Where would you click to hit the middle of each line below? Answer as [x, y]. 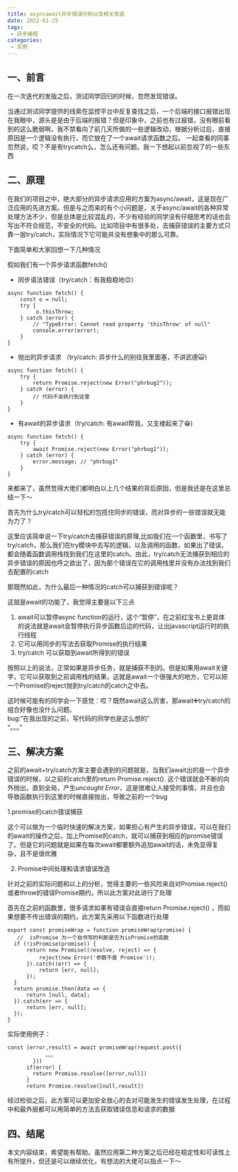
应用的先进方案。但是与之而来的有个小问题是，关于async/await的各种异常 [121, 208]
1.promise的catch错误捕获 [45, 812]
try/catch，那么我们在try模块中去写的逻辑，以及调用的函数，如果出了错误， [118, 545]
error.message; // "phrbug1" [76, 462]
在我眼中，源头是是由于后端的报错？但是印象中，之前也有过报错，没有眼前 [116, 120]
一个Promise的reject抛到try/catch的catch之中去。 [80, 685]
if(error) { [44, 1067]
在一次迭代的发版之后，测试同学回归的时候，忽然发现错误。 [94, 96]
